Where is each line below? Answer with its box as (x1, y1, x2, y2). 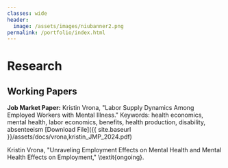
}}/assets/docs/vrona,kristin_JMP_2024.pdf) (7, 132, 132, 141)
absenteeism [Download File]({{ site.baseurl (7, 126, 131, 134)
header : (7, 16, 29, 23)
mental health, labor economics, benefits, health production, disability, (7, 118, 205, 126)
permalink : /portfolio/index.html (7, 29, 106, 36)
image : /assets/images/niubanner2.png (13, 23, 125, 29)
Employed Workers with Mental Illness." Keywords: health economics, (7, 111, 204, 120)
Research (7, 59, 63, 74)
